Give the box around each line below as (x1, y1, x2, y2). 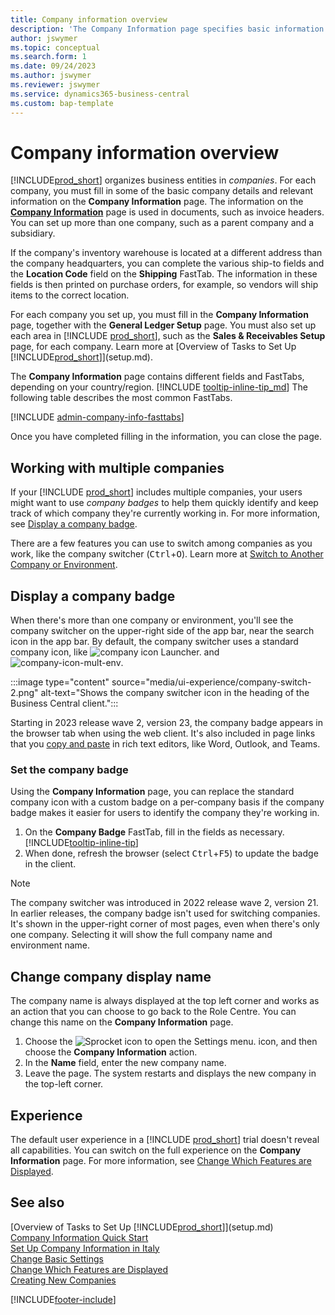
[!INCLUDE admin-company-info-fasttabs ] (10, 411, 185, 423)
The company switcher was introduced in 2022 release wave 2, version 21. (10, 897, 319, 909)
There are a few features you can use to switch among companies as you (10, 537, 313, 550)
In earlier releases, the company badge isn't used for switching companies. (10, 907, 321, 920)
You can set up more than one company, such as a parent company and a (10, 217, 315, 229)
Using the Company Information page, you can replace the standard (10, 786, 295, 798)
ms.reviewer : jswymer (10, 80, 101, 90)
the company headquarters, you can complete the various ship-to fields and (10, 257, 325, 270)
